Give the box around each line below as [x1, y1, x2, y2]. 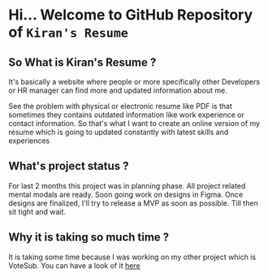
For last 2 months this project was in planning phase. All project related [8, 180, 246, 190]
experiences [8, 136, 50, 146]
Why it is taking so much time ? [8, 230, 170, 245]
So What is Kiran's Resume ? [8, 55, 157, 69]
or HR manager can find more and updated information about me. [8, 85, 227, 95]
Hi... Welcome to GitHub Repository [8, 6, 253, 24]
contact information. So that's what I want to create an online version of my [8, 119, 261, 128]
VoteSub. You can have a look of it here [8, 260, 140, 270]
